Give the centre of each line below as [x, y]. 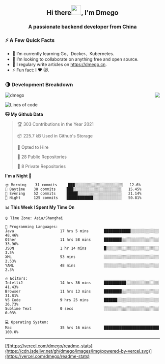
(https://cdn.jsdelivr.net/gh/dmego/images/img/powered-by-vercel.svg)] [79, 351]
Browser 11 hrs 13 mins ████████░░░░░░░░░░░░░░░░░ [82, 291]
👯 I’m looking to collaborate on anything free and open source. [75, 59]
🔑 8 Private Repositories [41, 166]
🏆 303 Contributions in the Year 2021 [55, 124]
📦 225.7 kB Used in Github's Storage [55, 135]
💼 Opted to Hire [33, 147]
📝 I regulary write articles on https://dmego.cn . [59, 64]
